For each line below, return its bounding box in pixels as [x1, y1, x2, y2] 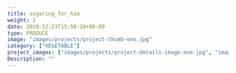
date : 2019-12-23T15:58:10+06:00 [7, 23, 105, 30]
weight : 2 [7, 17, 37, 24]
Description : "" [7, 56, 55, 63]
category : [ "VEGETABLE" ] [7, 42, 80, 49]
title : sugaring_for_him [7, 10, 80, 17]
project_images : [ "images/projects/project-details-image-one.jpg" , [7, 49, 212, 56]
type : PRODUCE [7, 29, 49, 37]
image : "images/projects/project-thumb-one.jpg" [7, 36, 152, 43]
